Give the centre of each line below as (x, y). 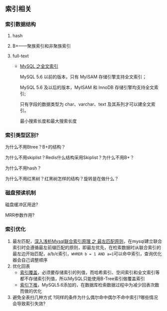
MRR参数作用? (20, 215)
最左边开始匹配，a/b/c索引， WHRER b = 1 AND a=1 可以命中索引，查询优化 (87, 254)
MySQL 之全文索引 (39, 66)
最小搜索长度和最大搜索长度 (48, 121)
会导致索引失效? (29, 304)
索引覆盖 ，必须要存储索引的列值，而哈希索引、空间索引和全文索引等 (90, 272)
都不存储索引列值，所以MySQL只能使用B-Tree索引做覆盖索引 (82, 279)
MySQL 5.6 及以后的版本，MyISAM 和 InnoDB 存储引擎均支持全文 (87, 87)
